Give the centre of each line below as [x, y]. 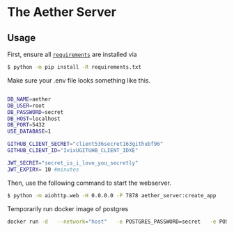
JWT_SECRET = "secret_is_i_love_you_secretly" [73, 163]
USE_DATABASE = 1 [29, 132]
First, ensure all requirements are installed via [72, 54]
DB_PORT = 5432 [26, 125]
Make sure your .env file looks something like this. [79, 80]
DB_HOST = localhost [34, 119]
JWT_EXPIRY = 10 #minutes [43, 169]
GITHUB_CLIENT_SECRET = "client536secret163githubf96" [85, 144]
